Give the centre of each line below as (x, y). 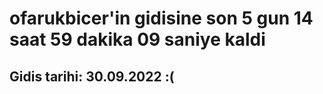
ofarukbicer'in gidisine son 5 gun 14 (161, 18)
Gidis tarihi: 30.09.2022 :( (92, 76)
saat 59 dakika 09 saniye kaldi (137, 39)
